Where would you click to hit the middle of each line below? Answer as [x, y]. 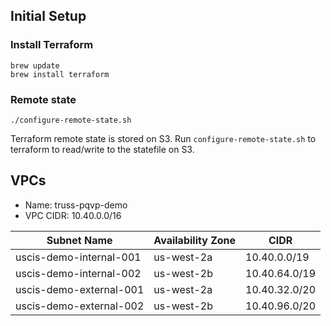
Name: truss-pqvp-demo [76, 205]
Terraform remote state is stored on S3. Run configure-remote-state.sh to [163, 138]
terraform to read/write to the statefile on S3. [102, 149]
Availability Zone [195, 240]
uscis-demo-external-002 [80, 306]
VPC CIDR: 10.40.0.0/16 [73, 215]
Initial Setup [48, 16]
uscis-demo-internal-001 [78, 257]
